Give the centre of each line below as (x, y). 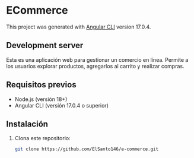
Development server (45, 45)
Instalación (27, 124)
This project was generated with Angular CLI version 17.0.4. (79, 27)
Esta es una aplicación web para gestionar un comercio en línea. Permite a (97, 59)
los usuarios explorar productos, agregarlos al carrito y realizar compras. (95, 66)
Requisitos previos (41, 85)
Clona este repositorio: (42, 138)
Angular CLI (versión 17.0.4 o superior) (61, 105)
